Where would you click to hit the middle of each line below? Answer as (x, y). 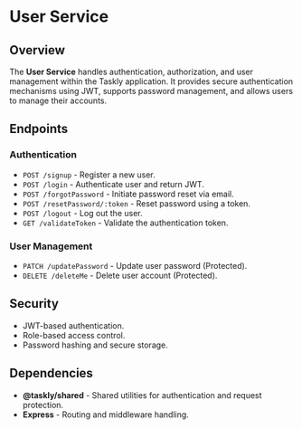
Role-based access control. (74, 335)
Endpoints (39, 129)
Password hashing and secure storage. (95, 345)
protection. (43, 405)
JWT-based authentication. (73, 325)
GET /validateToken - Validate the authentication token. (125, 223)
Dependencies (51, 373)
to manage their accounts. (58, 100)
